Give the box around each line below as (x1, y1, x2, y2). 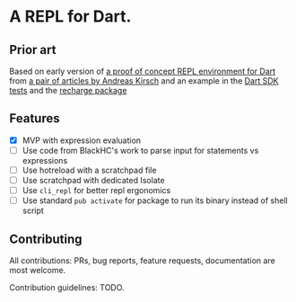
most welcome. (9, 265, 66, 275)
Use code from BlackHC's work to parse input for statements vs (22, 145, 259, 155)
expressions (22, 155, 68, 165)
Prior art (9, 42, 57, 58)
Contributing (9, 231, 83, 246)
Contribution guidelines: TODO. (9, 282, 125, 293)
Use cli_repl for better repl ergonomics (22, 185, 171, 196)
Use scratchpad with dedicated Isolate (22, 175, 165, 185)
